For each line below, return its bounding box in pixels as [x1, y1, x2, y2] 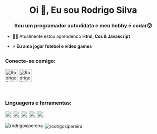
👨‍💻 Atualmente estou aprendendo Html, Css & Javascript [12, 33, 130, 39]
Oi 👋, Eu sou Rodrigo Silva [29, 4, 137, 16]
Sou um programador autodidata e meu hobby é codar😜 [14, 22, 153, 29]
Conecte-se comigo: [5, 58, 56, 65]
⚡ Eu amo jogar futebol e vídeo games [12, 43, 92, 49]
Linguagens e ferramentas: [5, 99, 72, 106]
